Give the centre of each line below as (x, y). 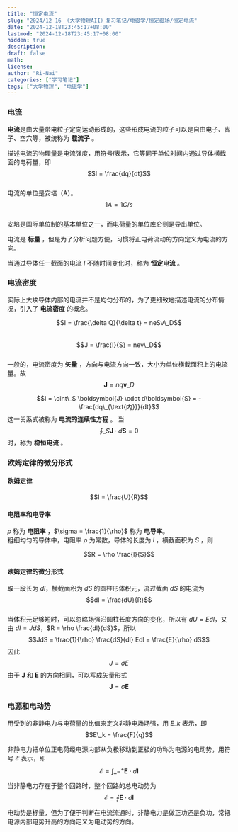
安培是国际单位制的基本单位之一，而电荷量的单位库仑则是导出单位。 (107, 224)
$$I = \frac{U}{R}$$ (119, 497)
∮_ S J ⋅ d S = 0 (119, 431)
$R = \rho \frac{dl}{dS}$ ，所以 (91, 628)
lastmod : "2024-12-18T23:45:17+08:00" (64, 34)
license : (20, 67)
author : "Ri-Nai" (33, 73)
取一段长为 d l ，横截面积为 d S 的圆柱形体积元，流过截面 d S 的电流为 (106, 588)
